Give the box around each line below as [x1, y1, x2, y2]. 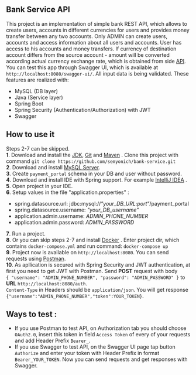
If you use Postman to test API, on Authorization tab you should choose [14, 325, 187, 332]
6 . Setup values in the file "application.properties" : [6, 189, 130, 196]
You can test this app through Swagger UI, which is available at [6, 64, 159, 71]
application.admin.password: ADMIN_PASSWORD [14, 219, 135, 226]
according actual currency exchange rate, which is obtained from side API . [6, 57, 186, 64]
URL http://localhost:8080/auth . [6, 279, 88, 287]
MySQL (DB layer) [14, 87, 59, 94]
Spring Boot [14, 100, 44, 107]
